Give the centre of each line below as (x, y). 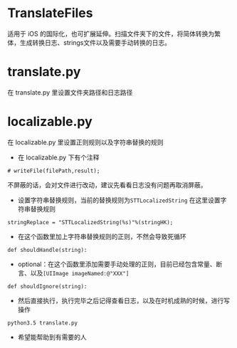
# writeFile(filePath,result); (54, 171)
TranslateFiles (50, 13)
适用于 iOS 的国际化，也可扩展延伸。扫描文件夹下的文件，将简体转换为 (111, 33)
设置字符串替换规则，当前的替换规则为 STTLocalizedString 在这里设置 (119, 200)
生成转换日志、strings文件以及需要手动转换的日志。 (95, 42)
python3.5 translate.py (43, 323)
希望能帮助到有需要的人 (52, 337)
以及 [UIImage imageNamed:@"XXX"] (80, 273)
